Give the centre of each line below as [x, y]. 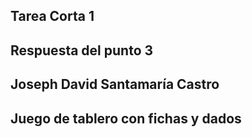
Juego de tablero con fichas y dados [126, 118]
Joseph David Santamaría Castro [115, 84]
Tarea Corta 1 [52, 16]
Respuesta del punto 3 [82, 50]
